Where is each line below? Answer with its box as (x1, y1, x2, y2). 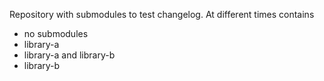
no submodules (23, 28, 89, 39)
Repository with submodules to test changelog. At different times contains (9, 9, 315, 20)
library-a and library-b (23, 49, 116, 61)
